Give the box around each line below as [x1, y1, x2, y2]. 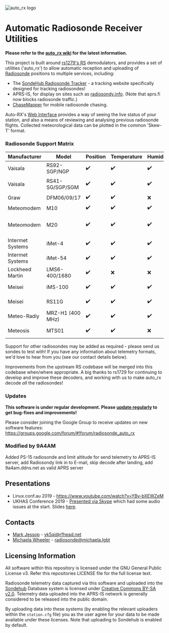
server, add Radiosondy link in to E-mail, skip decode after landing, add [5, 459, 153, 465]
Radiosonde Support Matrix [5, 140, 74, 147]
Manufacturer [8, 153, 42, 160]
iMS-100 [46, 283, 69, 290]
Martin [8, 272, 24, 279]
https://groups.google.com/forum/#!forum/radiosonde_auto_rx [5, 430, 135, 436]
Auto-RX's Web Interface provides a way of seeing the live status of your [5, 111, 156, 117]
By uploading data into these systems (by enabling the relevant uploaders [5, 606, 158, 612]
